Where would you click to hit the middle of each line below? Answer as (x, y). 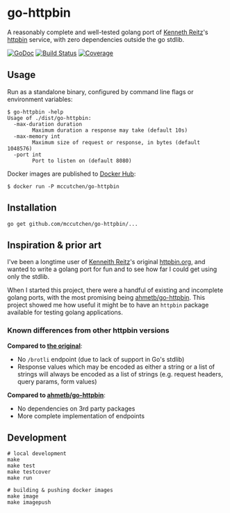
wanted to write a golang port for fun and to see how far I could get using (112, 269)
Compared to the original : (45, 346)
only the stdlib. (28, 277)
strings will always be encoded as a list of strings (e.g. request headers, (120, 374)
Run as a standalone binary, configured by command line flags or (100, 91)
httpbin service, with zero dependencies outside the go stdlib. (96, 39)
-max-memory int (37, 136)
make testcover (29, 472)
